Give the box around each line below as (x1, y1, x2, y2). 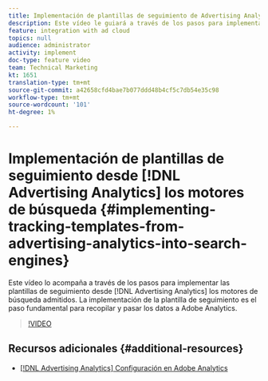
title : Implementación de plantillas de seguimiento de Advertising (8, 11, 241, 20)
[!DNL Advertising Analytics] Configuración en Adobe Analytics (19, 363, 229, 372)
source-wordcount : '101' (8, 101, 91, 109)
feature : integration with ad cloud (8, 26, 130, 34)
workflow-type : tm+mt (8, 93, 81, 101)
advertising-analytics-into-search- (8, 235, 247, 252)
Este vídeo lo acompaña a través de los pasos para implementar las (8, 277, 230, 288)
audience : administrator (8, 42, 91, 50)
